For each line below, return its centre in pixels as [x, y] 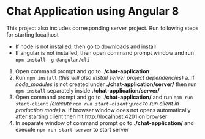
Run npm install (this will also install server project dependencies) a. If [105, 77]
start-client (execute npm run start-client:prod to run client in [97, 103]
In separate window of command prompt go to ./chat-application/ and [104, 123]
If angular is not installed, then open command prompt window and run [105, 52]
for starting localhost [33, 34]
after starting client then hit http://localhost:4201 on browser [91, 116]
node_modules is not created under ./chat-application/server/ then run [106, 84]
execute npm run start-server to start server [72, 129]
